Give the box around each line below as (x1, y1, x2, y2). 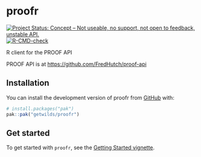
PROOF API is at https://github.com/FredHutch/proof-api (6, 60, 147, 68)
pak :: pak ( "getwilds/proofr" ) (6, 111, 80, 117)
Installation (6, 78, 49, 88)
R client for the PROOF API (6, 48, 72, 56)
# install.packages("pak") (6, 106, 74, 112)
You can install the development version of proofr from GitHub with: (6, 94, 175, 101)
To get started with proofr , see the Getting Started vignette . (6, 144, 155, 152)
